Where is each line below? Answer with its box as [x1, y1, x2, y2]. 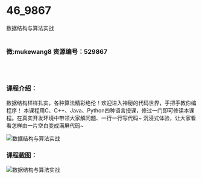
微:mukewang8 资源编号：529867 [6, 47, 107, 56]
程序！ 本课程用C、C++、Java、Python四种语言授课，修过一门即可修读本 [6, 106, 189, 114]
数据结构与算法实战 [6, 24, 54, 31]
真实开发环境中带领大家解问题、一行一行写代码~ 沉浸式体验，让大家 [22, 114, 191, 122]
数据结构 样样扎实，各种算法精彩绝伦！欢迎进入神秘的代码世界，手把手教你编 [6, 99, 197, 106]
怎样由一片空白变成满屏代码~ [11, 122, 84, 129]
